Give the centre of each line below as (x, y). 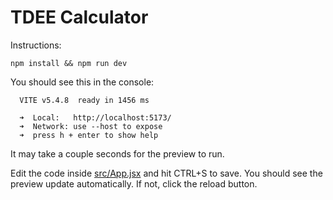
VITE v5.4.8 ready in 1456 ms (84, 100)
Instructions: (36, 45)
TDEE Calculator (79, 17)
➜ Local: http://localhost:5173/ (95, 117)
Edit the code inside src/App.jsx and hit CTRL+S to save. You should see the (166, 173)
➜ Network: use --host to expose (91, 126)
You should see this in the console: (82, 82)
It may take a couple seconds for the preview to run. (117, 153)
